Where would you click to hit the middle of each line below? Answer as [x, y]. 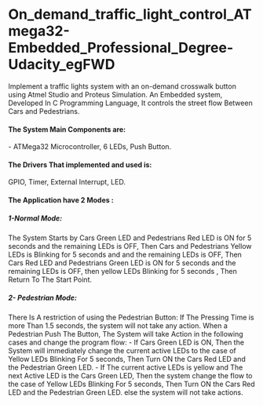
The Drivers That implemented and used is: [80, 164]
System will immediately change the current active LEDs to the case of [122, 350]
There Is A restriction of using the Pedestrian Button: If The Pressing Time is [131, 317]
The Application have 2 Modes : [61, 200]
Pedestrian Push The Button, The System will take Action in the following [126, 334]
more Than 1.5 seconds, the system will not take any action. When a [118, 325]
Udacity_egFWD [62, 65]
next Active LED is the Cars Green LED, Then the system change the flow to [130, 375]
